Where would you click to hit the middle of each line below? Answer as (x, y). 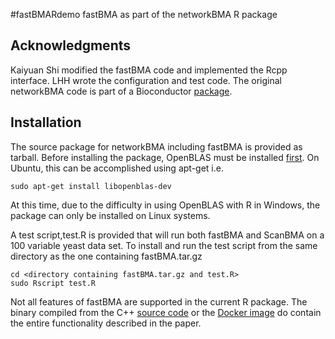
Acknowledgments (71, 45)
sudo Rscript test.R (53, 283)
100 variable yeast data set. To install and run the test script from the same (164, 245)
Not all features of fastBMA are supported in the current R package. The (159, 301)
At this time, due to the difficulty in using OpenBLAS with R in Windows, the (165, 205)
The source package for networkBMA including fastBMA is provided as (156, 146)
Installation (46, 122)
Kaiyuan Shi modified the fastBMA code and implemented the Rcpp (149, 70)
